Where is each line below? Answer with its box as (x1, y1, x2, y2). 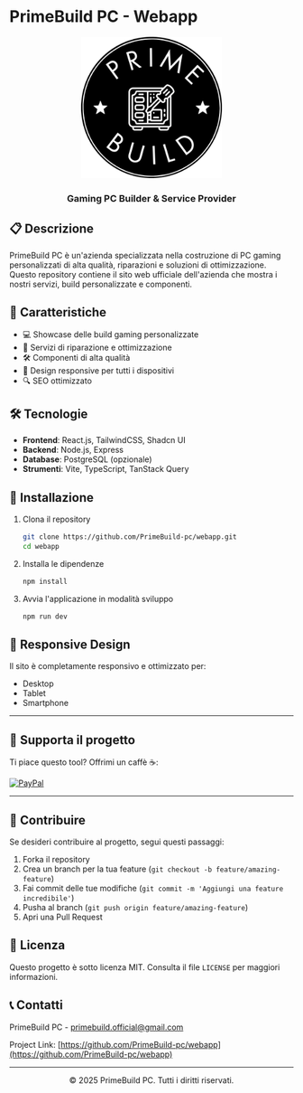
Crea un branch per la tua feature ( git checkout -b (22, 863, 213, 874)
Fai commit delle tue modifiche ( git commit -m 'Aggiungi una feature (22, 883, 284, 894)
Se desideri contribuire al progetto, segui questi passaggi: (9, 836, 225, 847)
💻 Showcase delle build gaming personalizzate (22, 329, 199, 340)
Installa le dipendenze (22, 558, 105, 569)
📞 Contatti (9, 997, 63, 1013)
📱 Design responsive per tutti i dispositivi (22, 365, 175, 376)
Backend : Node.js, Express (22, 445, 124, 456)
